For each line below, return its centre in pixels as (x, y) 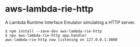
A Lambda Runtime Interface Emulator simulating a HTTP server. (70, 22)
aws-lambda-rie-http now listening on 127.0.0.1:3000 (61, 40)
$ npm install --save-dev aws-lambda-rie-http (54, 31)
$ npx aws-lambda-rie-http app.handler (46, 35)
